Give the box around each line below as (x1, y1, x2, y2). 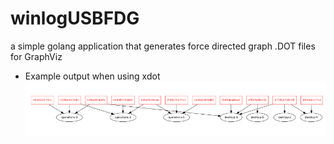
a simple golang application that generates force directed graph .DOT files (10, 40, 316, 52)
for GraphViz (10, 50, 63, 62)
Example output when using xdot (24, 70, 161, 82)
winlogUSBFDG (10, 7, 140, 30)
